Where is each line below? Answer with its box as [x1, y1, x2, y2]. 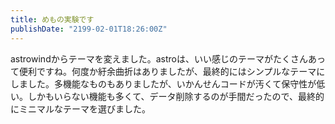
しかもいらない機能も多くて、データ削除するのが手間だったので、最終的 [27, 90, 325, 102]
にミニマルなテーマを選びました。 [10, 102, 151, 115]
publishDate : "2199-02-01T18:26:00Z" [10, 24, 168, 34]
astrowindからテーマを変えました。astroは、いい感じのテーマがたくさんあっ [10, 52, 326, 65]
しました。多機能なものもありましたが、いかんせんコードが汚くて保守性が [10, 77, 317, 90]
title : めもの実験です [10, 14, 95, 25]
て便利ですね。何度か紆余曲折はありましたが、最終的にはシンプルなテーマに [10, 65, 326, 77]
